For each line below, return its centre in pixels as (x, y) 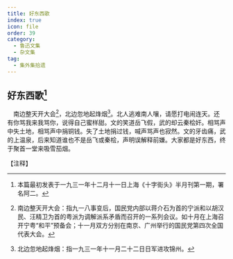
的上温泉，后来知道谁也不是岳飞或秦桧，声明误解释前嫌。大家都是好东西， (113, 140)
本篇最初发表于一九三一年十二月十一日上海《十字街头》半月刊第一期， (118, 185)
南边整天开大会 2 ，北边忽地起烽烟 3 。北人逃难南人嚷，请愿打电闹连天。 (113, 113)
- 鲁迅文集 (27, 46)
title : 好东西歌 (28, 14)
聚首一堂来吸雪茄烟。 (43, 149)
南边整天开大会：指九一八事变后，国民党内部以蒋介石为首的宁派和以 (114, 208)
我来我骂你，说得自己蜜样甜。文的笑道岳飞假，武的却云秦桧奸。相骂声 (126, 123)
